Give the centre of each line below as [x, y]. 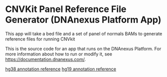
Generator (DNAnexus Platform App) [83, 20]
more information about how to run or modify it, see [59, 54]
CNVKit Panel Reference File [66, 9]
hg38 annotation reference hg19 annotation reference [61, 69]
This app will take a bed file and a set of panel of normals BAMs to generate [84, 33]
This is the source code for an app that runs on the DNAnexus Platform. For [83, 48]
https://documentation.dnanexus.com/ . [46, 59]
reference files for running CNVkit [40, 39]
